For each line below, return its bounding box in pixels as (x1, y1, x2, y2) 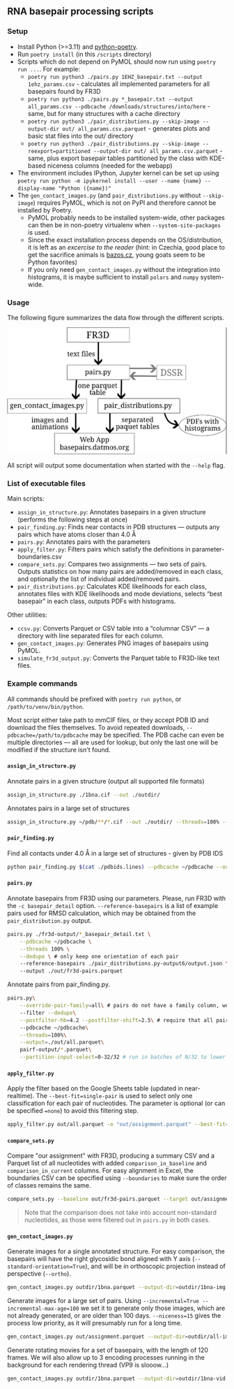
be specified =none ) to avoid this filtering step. (7, 1107, 139, 1115)
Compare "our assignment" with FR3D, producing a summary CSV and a (7, 1151, 214, 1160)
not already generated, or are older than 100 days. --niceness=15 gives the (7, 1311, 221, 1320)
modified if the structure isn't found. (7, 745, 111, 754)
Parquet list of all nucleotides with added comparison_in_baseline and (7, 1159, 208, 1167)
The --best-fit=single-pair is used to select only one (36, 1092, 193, 1100)
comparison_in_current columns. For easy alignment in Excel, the (7, 1167, 194, 1175)
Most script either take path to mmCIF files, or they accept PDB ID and (7, 716, 209, 724)
